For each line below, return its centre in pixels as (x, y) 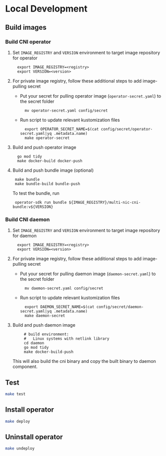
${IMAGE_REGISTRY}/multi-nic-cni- (105, 202)
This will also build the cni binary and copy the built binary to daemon (84, 361)
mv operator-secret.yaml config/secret (66, 110)
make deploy (18, 421)
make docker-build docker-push (50, 161)
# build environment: (46, 334)
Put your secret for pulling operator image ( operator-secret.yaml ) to (91, 96)
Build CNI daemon (28, 219)
